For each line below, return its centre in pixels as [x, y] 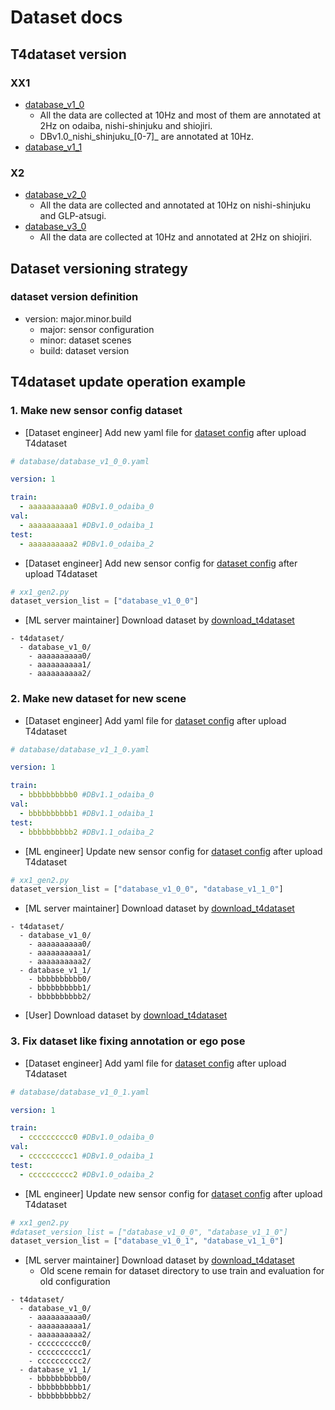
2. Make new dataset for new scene [98, 699]
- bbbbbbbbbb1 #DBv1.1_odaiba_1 [87, 813]
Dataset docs [66, 17]
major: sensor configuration [97, 329]
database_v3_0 [55, 227]
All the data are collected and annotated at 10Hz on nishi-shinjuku [175, 205]
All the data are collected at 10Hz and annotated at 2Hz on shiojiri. [175, 237]
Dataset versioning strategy [99, 268]
